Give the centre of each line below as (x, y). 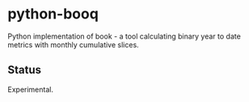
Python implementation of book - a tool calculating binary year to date (124, 36)
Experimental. (31, 89)
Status (25, 70)
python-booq (53, 14)
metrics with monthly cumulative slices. (73, 44)
